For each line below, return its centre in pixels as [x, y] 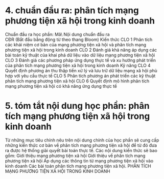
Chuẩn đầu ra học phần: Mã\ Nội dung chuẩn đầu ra [58, 34]
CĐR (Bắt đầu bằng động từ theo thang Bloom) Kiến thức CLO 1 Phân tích [79, 40]
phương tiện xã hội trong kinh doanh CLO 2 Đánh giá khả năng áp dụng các [81, 50]
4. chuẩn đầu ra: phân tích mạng [72, 10]
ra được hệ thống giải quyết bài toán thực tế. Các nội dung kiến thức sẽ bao [81, 150]
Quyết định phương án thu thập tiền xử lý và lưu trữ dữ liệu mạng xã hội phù [81, 70]
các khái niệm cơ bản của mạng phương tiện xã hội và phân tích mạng [76, 44]
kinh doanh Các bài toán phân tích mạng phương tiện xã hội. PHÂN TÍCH [78, 166]
